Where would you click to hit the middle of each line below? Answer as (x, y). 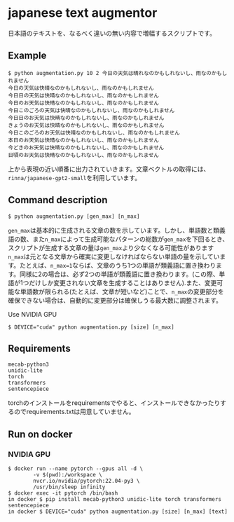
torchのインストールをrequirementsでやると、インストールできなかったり (114, 403)
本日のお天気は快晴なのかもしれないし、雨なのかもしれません (84, 140)
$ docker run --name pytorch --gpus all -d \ (75, 469)
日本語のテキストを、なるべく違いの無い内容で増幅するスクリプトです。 (112, 33)
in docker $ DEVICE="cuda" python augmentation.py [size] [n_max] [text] (118, 512)
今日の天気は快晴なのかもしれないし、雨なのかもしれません (81, 88)
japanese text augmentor (83, 13)
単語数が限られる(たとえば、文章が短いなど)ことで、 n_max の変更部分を (122, 291)
